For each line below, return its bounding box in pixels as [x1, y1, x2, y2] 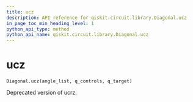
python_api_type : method [6, 26, 70, 32]
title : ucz [6, 9, 34, 15]
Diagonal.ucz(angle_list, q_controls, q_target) [6, 78, 133, 84]
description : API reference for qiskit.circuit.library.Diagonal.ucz [6, 15, 188, 21]
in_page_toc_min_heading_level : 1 [6, 20, 95, 26]
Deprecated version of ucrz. [6, 89, 78, 97]
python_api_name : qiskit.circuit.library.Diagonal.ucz [6, 32, 149, 38]
